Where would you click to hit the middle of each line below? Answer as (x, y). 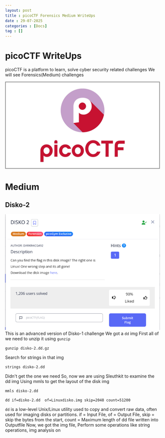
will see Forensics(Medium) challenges (44, 75)
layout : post (18, 10)
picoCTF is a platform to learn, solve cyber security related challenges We (80, 70)
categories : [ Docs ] (26, 26)
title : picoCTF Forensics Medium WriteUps (50, 15)
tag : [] (14, 31)
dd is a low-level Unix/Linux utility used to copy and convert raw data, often (81, 409)
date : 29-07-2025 (24, 21)
